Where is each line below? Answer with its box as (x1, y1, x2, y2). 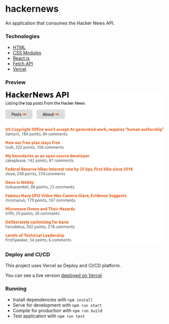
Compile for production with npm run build (12, 308, 103, 314)
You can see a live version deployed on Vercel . (5, 272, 103, 279)
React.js (12, 55, 30, 61)
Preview (5, 79, 26, 86)
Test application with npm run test (12, 313, 85, 319)
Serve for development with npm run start (12, 302, 102, 308)
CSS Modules (12, 50, 42, 56)
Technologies (5, 33, 40, 40)
